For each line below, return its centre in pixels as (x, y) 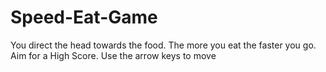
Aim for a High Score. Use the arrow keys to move (113, 55)
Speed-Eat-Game (84, 17)
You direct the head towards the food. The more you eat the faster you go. (163, 45)
